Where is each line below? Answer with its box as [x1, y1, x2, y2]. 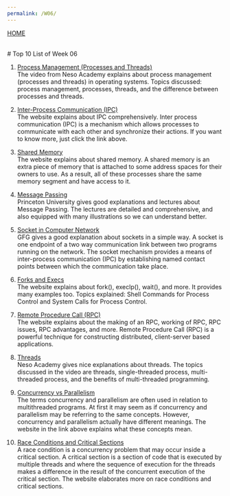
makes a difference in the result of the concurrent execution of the [16, 467, 205, 475]
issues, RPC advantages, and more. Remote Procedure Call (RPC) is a [16, 325, 214, 333]
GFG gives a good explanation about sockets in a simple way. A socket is [16, 233, 224, 241]
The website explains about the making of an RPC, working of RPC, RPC [16, 317, 221, 326]
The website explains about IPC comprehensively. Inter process [16, 113, 198, 121]
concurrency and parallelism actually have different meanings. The [16, 417, 207, 426]
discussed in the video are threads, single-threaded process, [16, 368, 190, 376]
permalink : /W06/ [7, 10, 57, 17]
